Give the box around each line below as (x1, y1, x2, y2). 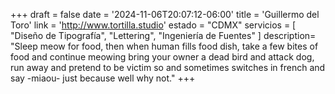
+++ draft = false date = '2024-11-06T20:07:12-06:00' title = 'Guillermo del (10, 9, 320, 20)
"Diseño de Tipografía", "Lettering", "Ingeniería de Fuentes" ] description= (10, 30, 317, 41)
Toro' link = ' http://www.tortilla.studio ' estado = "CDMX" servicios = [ (10, 19, 297, 31)
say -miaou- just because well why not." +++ (10, 72, 196, 84)
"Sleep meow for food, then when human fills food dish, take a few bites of (10, 40, 319, 52)
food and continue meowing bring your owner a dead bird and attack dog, (10, 51, 315, 63)
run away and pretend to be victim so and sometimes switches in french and (10, 62, 326, 73)
